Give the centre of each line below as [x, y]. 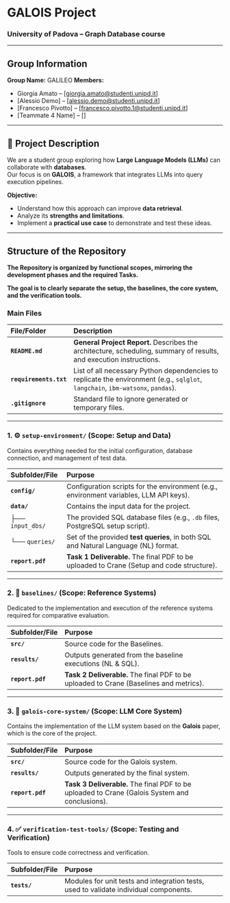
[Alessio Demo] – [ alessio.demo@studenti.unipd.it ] [88, 101]
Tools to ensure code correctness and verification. [78, 853]
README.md [26, 351]
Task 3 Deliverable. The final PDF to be [128, 784]
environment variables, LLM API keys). [128, 495]
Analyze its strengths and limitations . [71, 216]
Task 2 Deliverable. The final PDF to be [128, 675]
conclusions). [86, 801]
